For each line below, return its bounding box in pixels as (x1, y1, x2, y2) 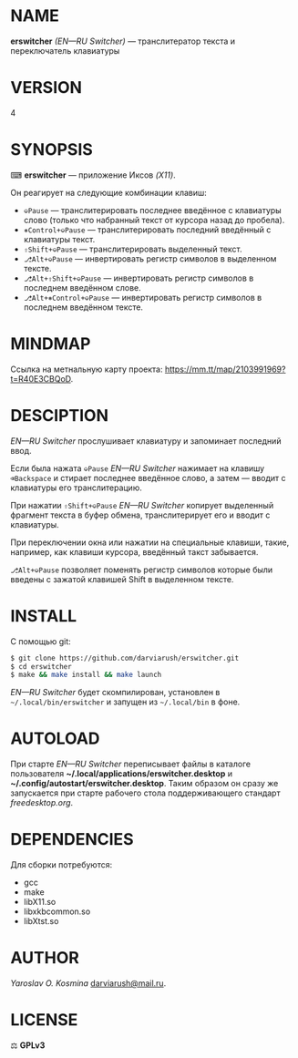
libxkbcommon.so (23, 906, 91, 917)
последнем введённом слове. (23, 282, 141, 293)
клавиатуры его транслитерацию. (10, 482, 142, 493)
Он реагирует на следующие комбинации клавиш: (10, 187, 208, 198)
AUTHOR (10, 948, 80, 969)
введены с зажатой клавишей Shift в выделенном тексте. (10, 573, 234, 584)
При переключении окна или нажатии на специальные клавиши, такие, (10, 537, 290, 548)
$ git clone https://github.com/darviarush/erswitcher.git (10, 653, 240, 663)
